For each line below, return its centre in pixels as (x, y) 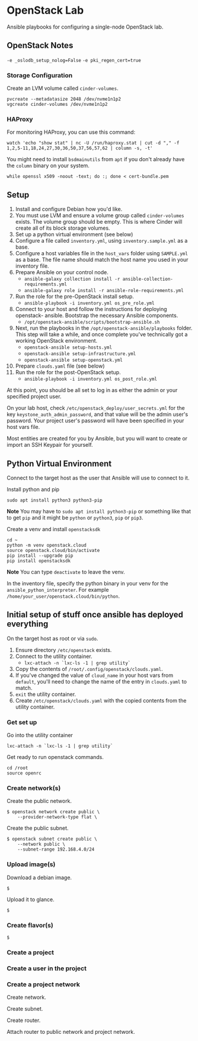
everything (28, 624)
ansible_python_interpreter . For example (58, 590)
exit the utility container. (46, 694)
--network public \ (41, 844)
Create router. (24, 1020)
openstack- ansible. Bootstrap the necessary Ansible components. (97, 315)
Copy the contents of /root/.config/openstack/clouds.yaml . (89, 669)
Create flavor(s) (30, 925)
